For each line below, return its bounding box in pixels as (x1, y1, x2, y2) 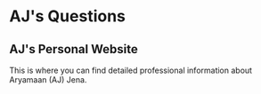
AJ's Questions (9, 6, 126, 27)
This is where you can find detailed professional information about (9, 65, 252, 75)
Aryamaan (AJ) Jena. (9, 74, 87, 85)
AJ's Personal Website (9, 42, 138, 57)
